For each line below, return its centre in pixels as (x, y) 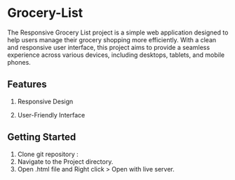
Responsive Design (45, 101)
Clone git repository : (48, 154)
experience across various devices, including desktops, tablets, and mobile (116, 55)
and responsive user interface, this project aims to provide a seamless (109, 47)
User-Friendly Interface (51, 115)
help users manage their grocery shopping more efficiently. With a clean (112, 39)
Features (27, 85)
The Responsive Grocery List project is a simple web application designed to (118, 32)
